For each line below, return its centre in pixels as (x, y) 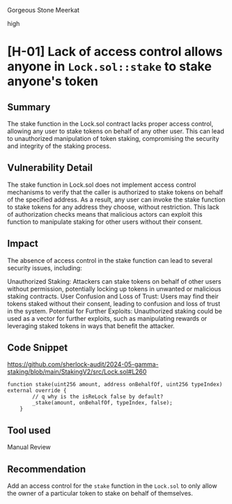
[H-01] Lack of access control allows (115, 52)
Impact (23, 244)
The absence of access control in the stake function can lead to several (110, 260)
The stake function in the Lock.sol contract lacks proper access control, (110, 124)
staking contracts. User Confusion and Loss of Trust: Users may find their (113, 296)
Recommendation (46, 469)
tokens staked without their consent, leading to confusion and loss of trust (114, 303)
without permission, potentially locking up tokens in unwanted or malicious (114, 289)
